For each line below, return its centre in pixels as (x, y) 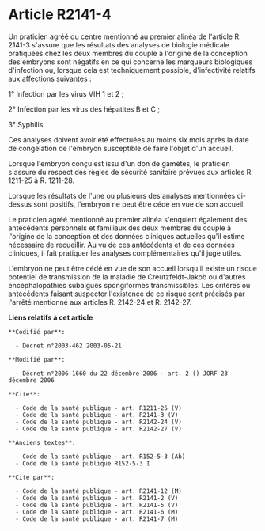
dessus (20, 204)
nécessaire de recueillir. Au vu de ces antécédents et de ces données (121, 245)
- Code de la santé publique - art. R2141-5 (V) (97, 505)
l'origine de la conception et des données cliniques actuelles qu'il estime (127, 236)
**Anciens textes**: (42, 442)
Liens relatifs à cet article (51, 317)
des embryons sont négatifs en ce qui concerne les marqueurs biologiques (131, 62)
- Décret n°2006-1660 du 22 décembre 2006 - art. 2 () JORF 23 (121, 374)
